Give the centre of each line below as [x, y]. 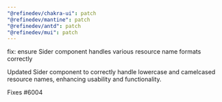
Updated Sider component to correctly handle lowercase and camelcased [111, 72]
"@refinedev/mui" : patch [42, 32]
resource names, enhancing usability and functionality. [85, 80]
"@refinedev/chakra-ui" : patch [52, 13]
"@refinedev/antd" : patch [44, 26]
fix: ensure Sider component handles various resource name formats [104, 52]
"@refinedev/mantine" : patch [49, 20]
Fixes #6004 [25, 92]
